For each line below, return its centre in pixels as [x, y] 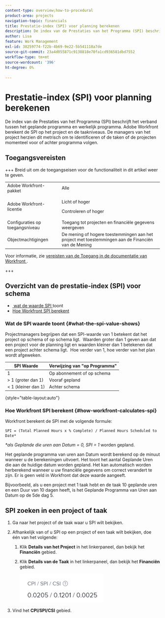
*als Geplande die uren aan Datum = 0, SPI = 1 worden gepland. [70, 445]
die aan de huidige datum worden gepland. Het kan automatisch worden [78, 465]
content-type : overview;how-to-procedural [49, 10]
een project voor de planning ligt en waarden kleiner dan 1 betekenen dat [79, 345]
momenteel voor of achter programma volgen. [52, 143]
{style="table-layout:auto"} [32, 398]
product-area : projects [29, 15]
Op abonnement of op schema [80, 373]
